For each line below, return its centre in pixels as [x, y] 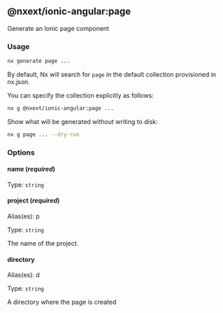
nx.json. [19, 82]
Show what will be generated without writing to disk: [83, 121]
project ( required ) [34, 201]
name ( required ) [31, 169]
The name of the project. [43, 244]
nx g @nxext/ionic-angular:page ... [60, 108]
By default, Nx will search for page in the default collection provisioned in [112, 74]
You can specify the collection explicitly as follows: [80, 95]
